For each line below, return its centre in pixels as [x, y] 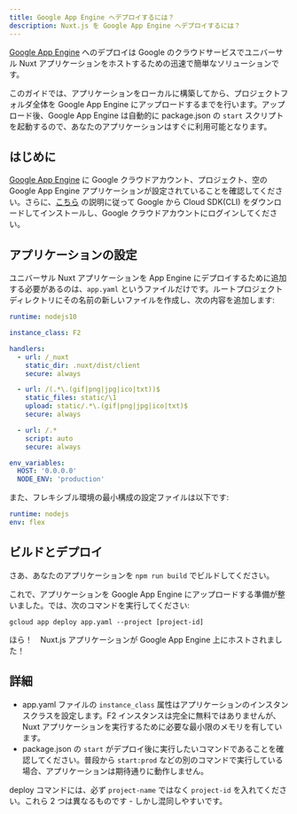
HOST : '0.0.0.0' [47, 471]
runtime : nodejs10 [43, 317]
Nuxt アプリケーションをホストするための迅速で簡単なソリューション [145, 63]
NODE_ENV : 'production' [61, 480]
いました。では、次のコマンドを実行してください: [100, 605]
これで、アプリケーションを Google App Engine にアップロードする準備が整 [147, 594]
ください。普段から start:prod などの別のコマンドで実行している [164, 760]
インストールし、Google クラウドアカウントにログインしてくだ [155, 213]
